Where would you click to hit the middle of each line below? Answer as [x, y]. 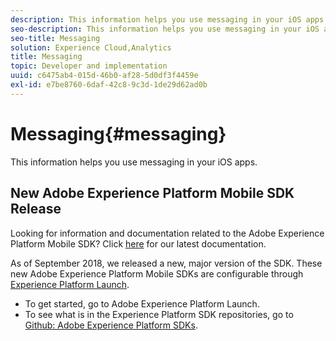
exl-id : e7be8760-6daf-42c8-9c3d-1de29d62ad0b [109, 85]
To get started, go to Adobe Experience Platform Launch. [142, 303]
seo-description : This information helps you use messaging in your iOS [165, 29]
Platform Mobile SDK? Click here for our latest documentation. [138, 243]
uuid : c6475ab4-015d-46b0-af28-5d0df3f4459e [104, 76]
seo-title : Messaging [55, 38]
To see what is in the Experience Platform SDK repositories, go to [159, 314]
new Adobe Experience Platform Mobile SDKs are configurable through [157, 273]
